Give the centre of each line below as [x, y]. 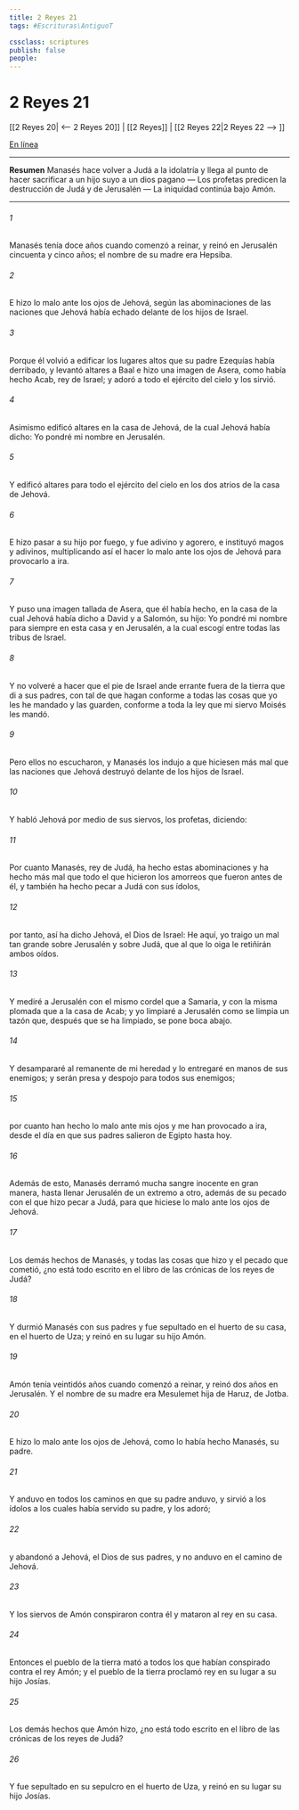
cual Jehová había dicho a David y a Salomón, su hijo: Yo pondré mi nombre [148, 618]
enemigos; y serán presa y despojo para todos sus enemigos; [122, 1077]
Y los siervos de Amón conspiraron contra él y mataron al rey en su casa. [143, 1614]
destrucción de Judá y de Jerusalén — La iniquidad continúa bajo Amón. [142, 189]
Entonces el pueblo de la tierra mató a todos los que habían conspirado [140, 1662]
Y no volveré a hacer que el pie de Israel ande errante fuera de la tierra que [147, 685]
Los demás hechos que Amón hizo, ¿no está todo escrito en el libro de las [145, 1729]
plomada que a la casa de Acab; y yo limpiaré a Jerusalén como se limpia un [149, 1011]
